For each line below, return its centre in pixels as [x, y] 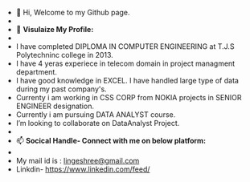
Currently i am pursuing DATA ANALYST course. [96, 115]
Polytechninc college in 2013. [65, 55]
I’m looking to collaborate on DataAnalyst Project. [98, 123]
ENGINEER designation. [55, 106]
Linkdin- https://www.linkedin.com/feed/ [83, 169]
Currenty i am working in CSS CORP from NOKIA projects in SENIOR [129, 97]
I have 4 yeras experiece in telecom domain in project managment [125, 63]
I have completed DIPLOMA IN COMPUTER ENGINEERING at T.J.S [125, 47]
